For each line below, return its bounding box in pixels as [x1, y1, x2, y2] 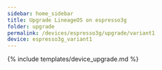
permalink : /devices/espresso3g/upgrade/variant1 [7, 29, 156, 37]
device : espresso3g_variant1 [7, 36, 93, 43]
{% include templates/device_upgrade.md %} [7, 55, 139, 63]
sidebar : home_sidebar [7, 10, 74, 17]
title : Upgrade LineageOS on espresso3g [7, 17, 128, 24]
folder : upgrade [7, 23, 55, 30]
